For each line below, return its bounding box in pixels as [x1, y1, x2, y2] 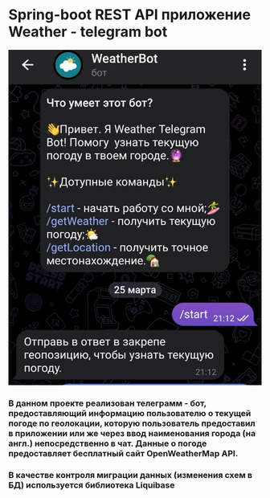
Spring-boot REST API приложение [8, 6, 252, 24]
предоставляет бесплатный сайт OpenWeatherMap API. [8, 448, 239, 459]
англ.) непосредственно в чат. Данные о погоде [8, 438, 207, 449]
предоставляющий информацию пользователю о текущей [8, 408, 252, 419]
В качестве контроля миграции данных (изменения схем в [8, 470, 253, 481]
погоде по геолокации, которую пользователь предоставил [8, 418, 256, 429]
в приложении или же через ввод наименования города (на [8, 428, 256, 439]
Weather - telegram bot [8, 22, 168, 41]
